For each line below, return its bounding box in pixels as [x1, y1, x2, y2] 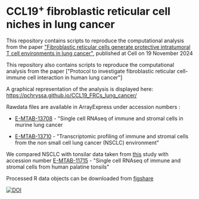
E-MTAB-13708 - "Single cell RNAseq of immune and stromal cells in [14, 115, 184, 122]
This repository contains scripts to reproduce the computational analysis [6, 37, 185, 44]
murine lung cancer [14, 122, 63, 129]
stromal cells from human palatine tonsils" [6, 163, 110, 170]
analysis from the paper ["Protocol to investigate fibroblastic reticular [6, 68, 176, 75]
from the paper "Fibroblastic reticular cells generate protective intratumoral [6, 43, 191, 51]
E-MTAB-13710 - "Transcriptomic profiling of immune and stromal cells [14, 133, 189, 140]
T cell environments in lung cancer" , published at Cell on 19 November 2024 [6, 50, 193, 57]
